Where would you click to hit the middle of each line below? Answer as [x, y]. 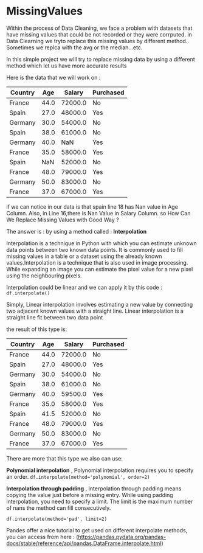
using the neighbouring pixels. [44, 276]
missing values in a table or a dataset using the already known [84, 256]
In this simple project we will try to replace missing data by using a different [101, 59]
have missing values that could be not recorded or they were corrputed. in [99, 34]
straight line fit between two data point [55, 317]
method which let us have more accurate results [67, 66]
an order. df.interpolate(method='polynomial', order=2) [78, 476]
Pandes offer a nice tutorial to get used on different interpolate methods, [97, 530]
